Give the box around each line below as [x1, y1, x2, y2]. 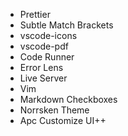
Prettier [19, 9, 51, 20]
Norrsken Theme [19, 104, 90, 116]
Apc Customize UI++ [19, 115, 107, 126]
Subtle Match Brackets [19, 19, 114, 31]
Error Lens [19, 62, 64, 73]
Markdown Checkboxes [19, 94, 118, 105]
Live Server [19, 72, 68, 84]
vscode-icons [19, 30, 78, 41]
